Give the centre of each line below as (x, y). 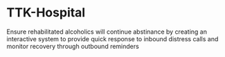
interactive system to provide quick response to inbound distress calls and (112, 38)
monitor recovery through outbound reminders (73, 46)
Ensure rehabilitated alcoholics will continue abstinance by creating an (107, 32)
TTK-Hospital (46, 13)
